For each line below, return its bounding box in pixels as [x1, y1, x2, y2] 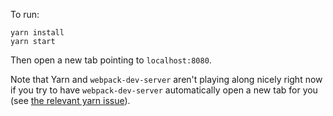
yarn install [10, 28, 65, 38]
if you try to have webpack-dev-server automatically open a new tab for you [10, 84, 318, 96]
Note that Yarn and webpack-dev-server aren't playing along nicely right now [10, 74, 323, 85]
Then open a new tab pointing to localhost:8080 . [10, 54, 212, 66]
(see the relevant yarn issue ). [10, 95, 131, 106]
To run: [10, 9, 40, 20]
